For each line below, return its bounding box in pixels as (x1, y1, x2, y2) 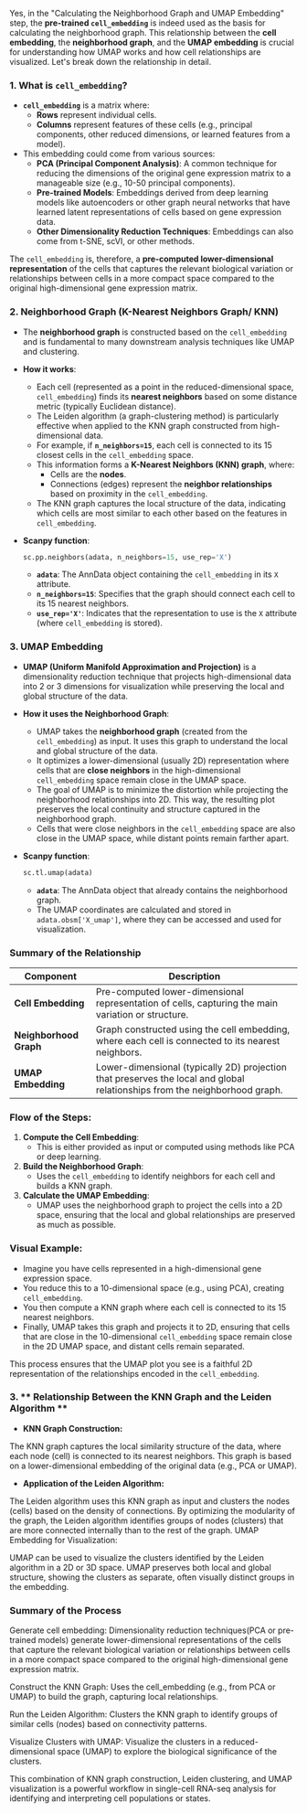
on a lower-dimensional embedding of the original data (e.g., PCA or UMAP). (9, 1460, 297, 1471)
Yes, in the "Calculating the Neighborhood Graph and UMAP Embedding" (9, 8, 285, 18)
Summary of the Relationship (9, 946, 142, 959)
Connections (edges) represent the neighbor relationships (49, 478, 272, 489)
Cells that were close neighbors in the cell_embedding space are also (36, 823, 296, 834)
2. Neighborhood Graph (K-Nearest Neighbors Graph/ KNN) (9, 305, 279, 318)
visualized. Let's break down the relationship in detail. (9, 57, 212, 67)
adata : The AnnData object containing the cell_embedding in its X (36, 569, 279, 580)
